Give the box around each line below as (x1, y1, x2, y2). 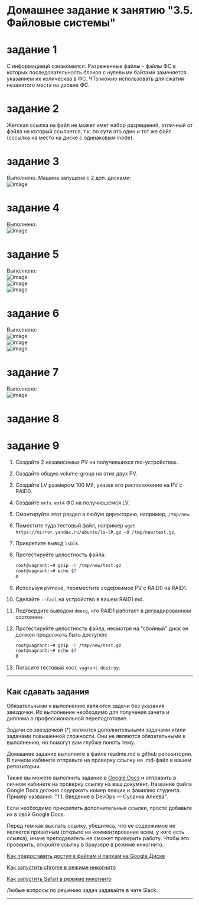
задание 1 (6, 43, 57, 57)
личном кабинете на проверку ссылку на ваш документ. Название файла (6, 780, 193, 788)
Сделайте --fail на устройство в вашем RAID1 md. (15, 595, 144, 602)
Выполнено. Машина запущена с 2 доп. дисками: (6, 175, 132, 181)
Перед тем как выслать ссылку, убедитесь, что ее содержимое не (6, 822, 176, 829)
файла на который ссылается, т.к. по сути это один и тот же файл (6, 128, 172, 135)
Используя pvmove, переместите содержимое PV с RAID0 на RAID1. (15, 584, 188, 591)
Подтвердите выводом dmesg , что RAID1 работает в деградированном (15, 607, 191, 614)
